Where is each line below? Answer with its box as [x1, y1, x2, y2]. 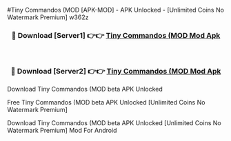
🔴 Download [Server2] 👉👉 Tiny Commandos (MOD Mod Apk [10, 67, 221, 76]
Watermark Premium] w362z [7, 13, 89, 21]
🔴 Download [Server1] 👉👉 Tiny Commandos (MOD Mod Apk [11, 30, 221, 40]
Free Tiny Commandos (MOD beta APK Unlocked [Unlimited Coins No [7, 98, 205, 106]
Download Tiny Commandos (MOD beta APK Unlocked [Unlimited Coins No [7, 118, 222, 127]
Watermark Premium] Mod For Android [7, 126, 117, 134]
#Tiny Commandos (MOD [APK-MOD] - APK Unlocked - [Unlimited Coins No [7, 6, 224, 14]
